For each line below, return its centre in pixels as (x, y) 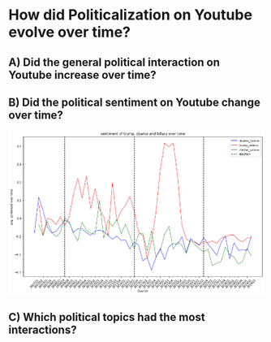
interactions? (43, 330)
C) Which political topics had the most (107, 317)
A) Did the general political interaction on (114, 62)
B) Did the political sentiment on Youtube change (135, 102)
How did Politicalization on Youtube (131, 15)
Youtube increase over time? (82, 75)
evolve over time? (70, 32)
